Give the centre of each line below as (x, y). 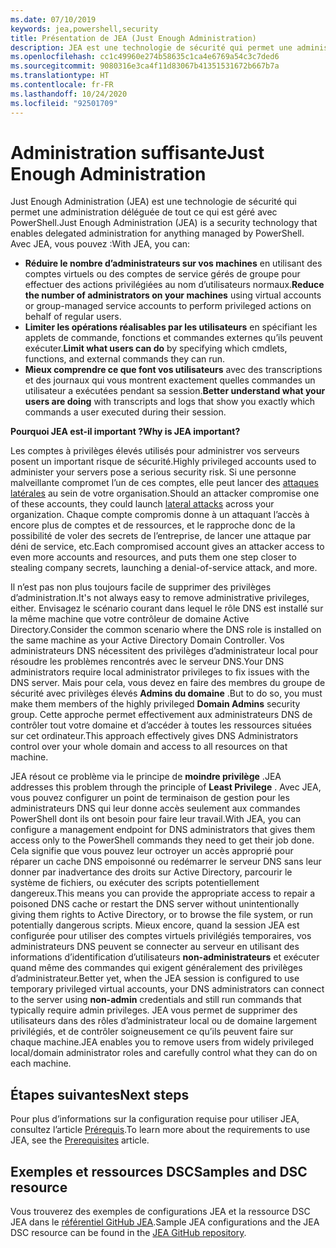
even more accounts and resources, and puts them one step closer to (153, 557)
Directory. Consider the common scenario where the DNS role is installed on (166, 630)
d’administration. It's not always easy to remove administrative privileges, (160, 598)
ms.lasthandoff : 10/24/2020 (69, 94)
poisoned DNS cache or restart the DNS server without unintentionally (155, 904)
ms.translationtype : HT (60, 76)
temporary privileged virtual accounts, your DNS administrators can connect (167, 989)
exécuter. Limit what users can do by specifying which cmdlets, (156, 348)
